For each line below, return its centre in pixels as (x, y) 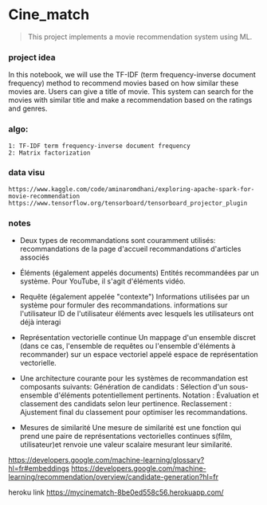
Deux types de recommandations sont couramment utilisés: (118, 241)
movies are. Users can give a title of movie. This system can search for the (131, 92)
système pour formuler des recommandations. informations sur (124, 305)
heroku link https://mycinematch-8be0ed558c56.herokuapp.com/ (116, 492)
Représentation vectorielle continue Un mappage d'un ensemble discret (138, 338)
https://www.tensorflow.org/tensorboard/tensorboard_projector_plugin (128, 203)
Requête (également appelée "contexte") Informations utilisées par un (134, 297)
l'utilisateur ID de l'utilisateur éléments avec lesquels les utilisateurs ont (137, 314)
